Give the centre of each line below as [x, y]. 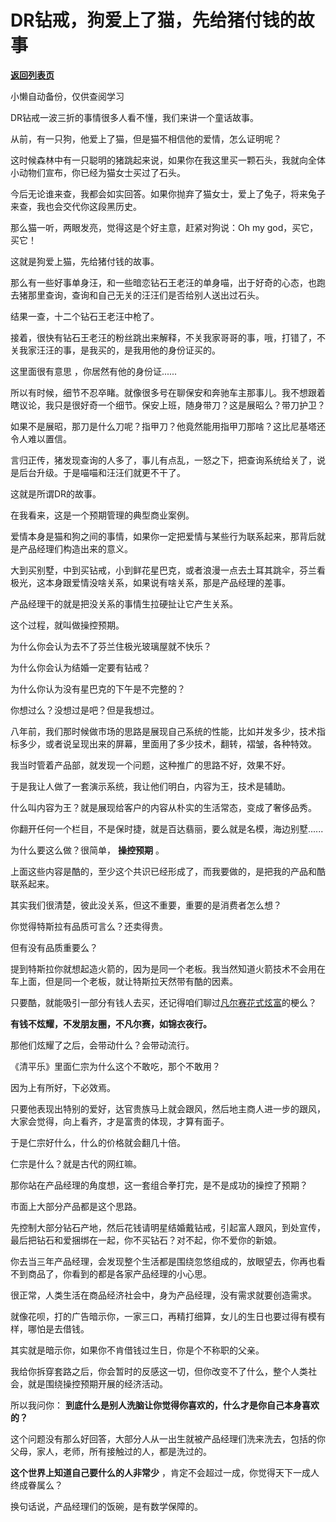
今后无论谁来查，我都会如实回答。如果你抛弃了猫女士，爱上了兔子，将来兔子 [168, 193]
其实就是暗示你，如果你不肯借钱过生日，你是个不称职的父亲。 [137, 1350]
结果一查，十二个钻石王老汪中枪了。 [85, 316]
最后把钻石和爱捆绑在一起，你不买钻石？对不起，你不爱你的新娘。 [146, 1240]
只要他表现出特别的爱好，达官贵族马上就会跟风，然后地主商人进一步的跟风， [168, 1108]
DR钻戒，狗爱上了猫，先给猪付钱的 [154, 20]
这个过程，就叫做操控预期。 [67, 625]
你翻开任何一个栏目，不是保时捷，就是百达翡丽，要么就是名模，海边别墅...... [167, 828]
